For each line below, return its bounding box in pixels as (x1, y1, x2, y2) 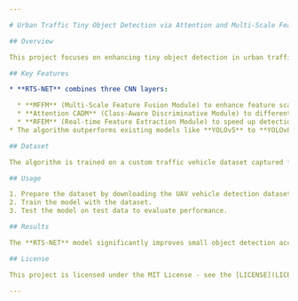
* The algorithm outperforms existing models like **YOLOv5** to (9, 125, 255, 134)
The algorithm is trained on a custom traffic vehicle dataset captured (9, 157, 284, 167)
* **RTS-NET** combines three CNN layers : (9, 85, 169, 94)
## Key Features (9, 68, 69, 78)
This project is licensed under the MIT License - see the (9, 270, 232, 280)
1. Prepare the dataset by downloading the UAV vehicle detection (9, 190, 260, 199)
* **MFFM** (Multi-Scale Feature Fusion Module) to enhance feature (17, 101, 276, 110)
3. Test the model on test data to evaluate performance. (9, 206, 228, 216)
